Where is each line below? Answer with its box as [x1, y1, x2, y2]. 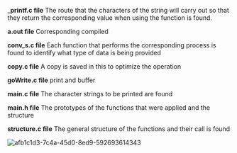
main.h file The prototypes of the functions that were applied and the [7, 103, 211, 112]
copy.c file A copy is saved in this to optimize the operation [7, 62, 182, 70]
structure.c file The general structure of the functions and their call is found [7, 125, 231, 133]
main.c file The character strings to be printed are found [7, 90, 173, 98]
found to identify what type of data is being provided [7, 49, 162, 57]
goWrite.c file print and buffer [7, 76, 96, 84]
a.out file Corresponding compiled [7, 28, 109, 35]
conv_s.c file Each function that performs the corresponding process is [7, 41, 216, 49]
